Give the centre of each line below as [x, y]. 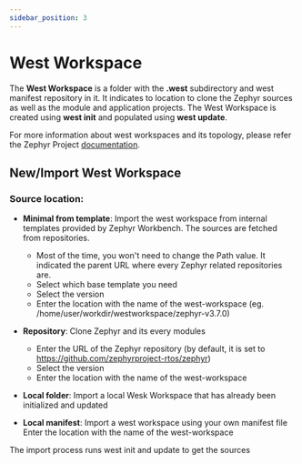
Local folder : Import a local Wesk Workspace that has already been [149, 396]
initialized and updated [65, 405]
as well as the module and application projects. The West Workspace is [143, 107]
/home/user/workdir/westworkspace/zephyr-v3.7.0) [133, 314]
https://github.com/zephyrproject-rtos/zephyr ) [123, 358]
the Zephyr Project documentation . [75, 144]
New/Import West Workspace [96, 172]
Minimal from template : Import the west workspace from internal [145, 218]
